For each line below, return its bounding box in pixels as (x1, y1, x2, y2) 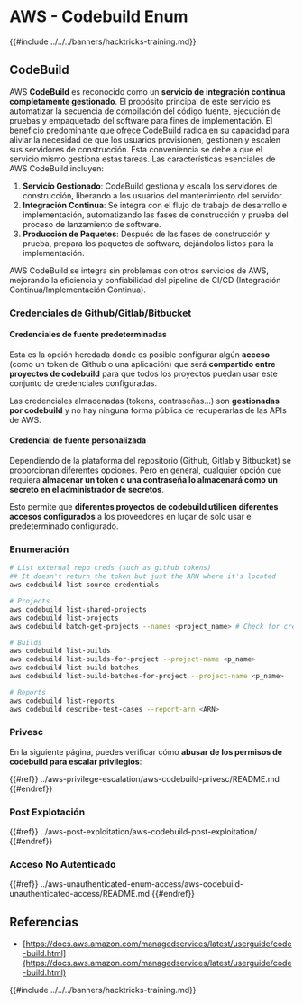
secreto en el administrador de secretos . (9, 484, 164, 495)
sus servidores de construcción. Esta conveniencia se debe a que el (9, 143, 263, 154)
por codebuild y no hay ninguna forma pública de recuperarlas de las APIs (9, 404, 287, 416)
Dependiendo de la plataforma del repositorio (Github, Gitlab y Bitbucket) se (9, 456, 291, 466)
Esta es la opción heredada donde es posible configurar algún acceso (9, 349, 271, 360)
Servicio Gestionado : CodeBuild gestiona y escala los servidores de (22, 180, 278, 191)
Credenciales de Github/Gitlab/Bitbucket (9, 307, 192, 319)
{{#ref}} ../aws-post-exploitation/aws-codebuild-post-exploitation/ (9, 826, 258, 837)
